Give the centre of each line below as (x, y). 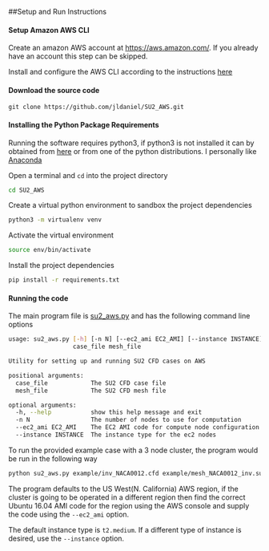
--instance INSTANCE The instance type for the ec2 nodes (116, 435)
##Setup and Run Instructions (57, 12)
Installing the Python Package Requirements (84, 125)
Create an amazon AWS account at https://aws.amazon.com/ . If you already (133, 48)
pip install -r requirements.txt (64, 280)
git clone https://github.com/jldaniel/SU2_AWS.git (96, 107)
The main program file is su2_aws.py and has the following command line (129, 316)
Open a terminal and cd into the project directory (88, 175)
